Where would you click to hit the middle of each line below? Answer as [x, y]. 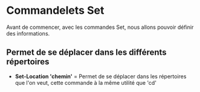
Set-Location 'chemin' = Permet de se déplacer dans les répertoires [101, 76]
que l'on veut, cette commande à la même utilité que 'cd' [86, 82]
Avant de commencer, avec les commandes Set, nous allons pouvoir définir [100, 27]
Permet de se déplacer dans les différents [87, 53]
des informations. [28, 33]
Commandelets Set [55, 11]
